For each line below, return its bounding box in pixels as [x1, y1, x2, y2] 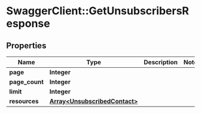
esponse [6, 17, 50, 30]
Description [143, 58, 178, 66]
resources [9, 97, 39, 105]
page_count [9, 78, 44, 86]
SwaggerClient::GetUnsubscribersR [6, 4, 190, 18]
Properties [6, 40, 47, 51]
